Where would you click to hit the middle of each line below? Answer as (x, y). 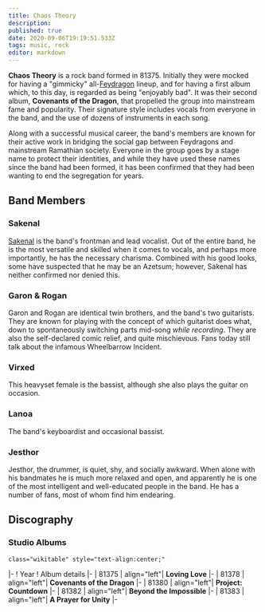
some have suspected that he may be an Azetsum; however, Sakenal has (128, 266)
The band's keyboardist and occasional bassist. (86, 431)
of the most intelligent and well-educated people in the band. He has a (124, 486)
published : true (35, 30)
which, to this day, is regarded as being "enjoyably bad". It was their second (132, 92)
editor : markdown (37, 53)
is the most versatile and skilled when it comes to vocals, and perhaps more (132, 249)
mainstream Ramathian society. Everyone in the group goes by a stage (124, 150)
